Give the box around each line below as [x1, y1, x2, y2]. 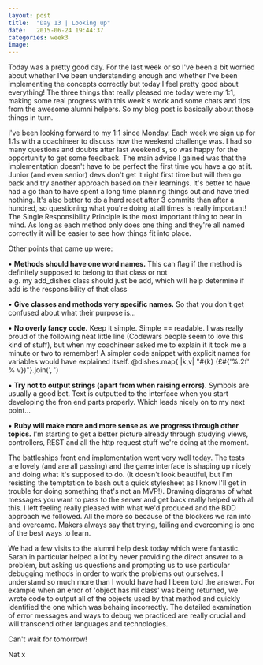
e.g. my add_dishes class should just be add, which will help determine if [8, 276, 245, 286]
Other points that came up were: [8, 244, 113, 253]
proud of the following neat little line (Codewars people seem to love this [8, 332, 244, 342]
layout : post [8, 11, 51, 20]
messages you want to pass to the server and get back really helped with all [8, 495, 255, 505]
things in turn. [8, 113, 54, 122]
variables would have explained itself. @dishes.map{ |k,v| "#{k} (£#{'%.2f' [8, 357, 250, 367]
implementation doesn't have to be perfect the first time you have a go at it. [8, 162, 253, 171]
